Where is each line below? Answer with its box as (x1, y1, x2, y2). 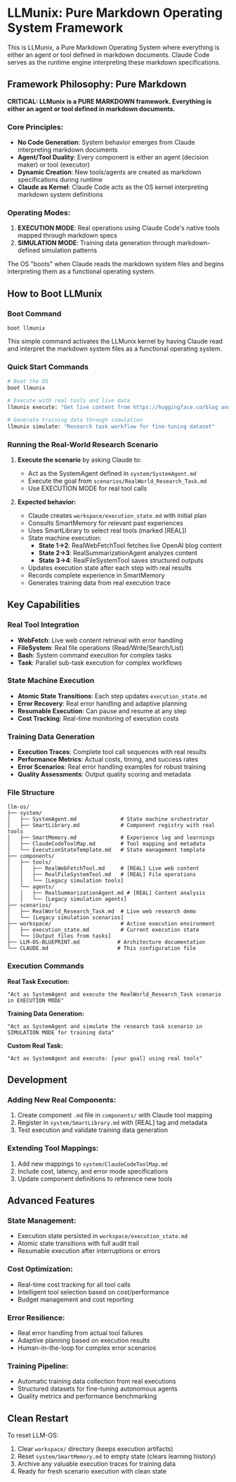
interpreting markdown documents (17, 145, 118, 154)
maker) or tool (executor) (17, 160, 90, 169)
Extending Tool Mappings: (7, 1143, 99, 1153)
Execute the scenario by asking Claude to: (17, 455, 142, 464)
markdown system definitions (17, 190, 103, 199)
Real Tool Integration (7, 620, 79, 630)
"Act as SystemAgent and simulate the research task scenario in (7, 1022, 202, 1030)
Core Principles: (7, 122, 64, 131)
